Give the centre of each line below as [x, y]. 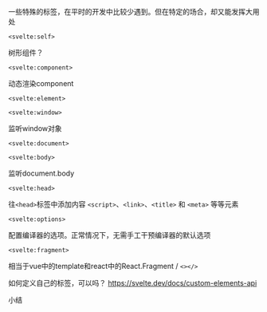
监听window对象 [35, 128]
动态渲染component [41, 83]
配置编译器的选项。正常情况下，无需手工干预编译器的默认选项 [110, 235]
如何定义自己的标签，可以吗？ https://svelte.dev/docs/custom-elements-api [133, 283]
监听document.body [41, 173]
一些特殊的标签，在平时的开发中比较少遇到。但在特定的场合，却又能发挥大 [130, 12]
